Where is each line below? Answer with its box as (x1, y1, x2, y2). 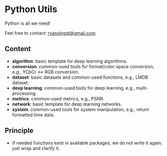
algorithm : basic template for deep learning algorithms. (12, 58, 128, 64)
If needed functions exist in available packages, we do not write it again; (12, 140, 162, 146)
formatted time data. (12, 112, 55, 118)
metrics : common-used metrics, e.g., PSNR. (12, 95, 104, 101)
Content (5, 44, 31, 54)
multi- (136, 85, 148, 91)
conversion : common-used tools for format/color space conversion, (12, 63, 154, 69)
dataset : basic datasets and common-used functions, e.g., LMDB (12, 74, 148, 80)
